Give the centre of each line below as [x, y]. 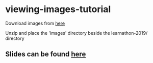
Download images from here [35, 23]
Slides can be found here [46, 54]
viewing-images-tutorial [58, 9]
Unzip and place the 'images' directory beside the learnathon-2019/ [76, 33]
